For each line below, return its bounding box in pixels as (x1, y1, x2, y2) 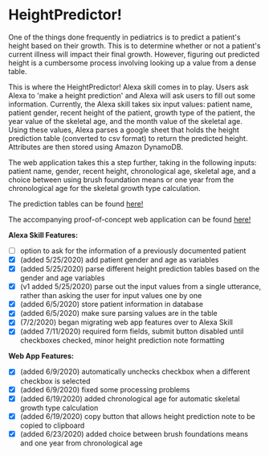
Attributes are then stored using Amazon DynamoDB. (8, 142, 184, 151)
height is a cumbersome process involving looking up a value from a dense (8, 58, 257, 68)
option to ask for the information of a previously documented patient (19, 246, 247, 255)
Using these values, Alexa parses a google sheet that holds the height (8, 125, 239, 135)
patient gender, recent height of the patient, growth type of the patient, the (8, 107, 255, 118)
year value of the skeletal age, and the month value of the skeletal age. (8, 116, 243, 126)
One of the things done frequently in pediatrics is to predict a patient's (8, 32, 241, 42)
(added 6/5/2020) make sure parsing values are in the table (19, 309, 218, 318)
